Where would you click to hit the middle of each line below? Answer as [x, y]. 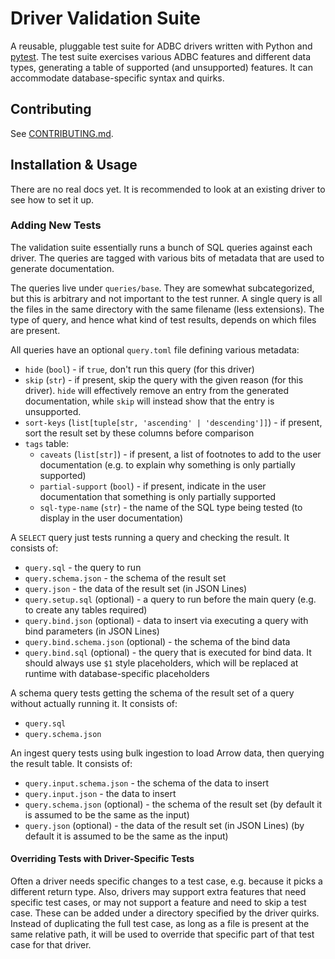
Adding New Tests [56, 225]
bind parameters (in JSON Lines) [92, 631]
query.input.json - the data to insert [100, 793]
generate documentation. [62, 268]
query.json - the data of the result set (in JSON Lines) [136, 588]
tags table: [47, 443]
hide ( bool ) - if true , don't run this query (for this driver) [139, 369]
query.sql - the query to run [83, 567]
